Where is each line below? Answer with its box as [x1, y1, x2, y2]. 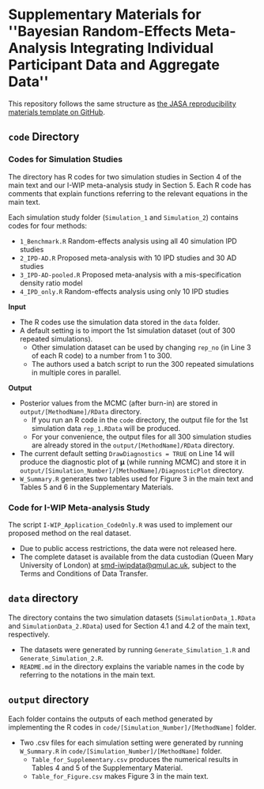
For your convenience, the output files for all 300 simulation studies [31, 432, 251, 441]
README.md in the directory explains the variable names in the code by [19, 662, 245, 671]
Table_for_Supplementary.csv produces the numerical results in [31, 754, 239, 764]
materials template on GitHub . [8, 107, 105, 116]
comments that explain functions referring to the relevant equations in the [8, 188, 248, 198]
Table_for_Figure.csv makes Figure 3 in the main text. [31, 771, 209, 780]
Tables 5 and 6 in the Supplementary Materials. [19, 482, 174, 492]
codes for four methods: [8, 221, 88, 230]
